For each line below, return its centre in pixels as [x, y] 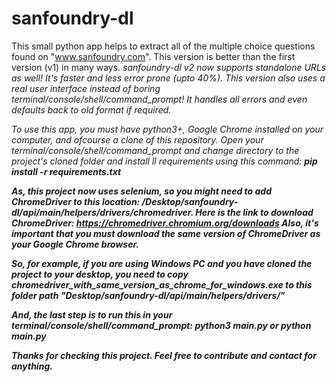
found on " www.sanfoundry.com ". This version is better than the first [153, 56]
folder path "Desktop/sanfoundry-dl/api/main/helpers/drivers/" [148, 295]
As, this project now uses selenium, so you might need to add [141, 191]
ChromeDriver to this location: [76, 201]
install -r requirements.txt [66, 171]
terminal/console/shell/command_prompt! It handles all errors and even [159, 99]
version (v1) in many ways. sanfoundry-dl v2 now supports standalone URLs [169, 67]
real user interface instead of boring [86, 88]
